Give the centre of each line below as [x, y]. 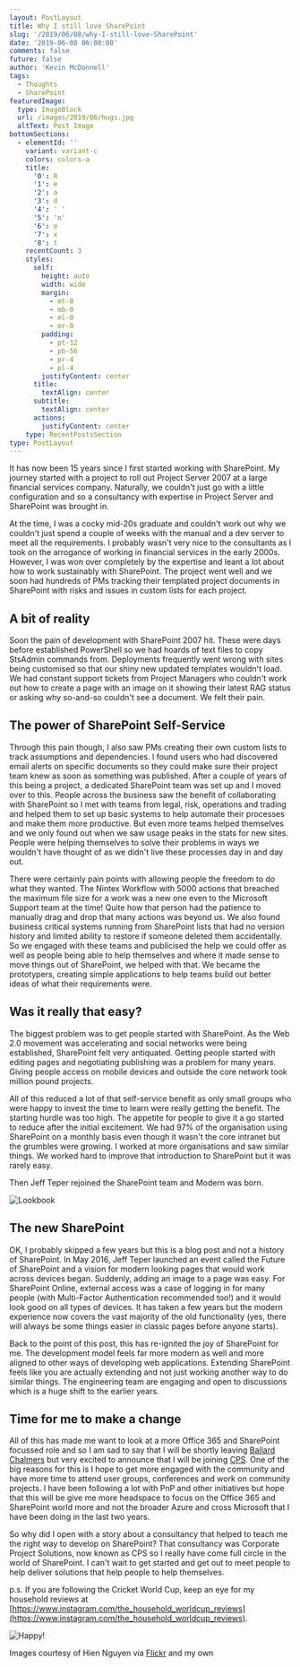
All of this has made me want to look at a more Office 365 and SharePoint [145, 1441]
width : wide [64, 284]
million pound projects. [51, 1081]
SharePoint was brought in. [59, 507]
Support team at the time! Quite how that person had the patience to [135, 907]
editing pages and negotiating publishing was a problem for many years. [142, 1062]
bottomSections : [39, 135]
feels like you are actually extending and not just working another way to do [149, 1372]
